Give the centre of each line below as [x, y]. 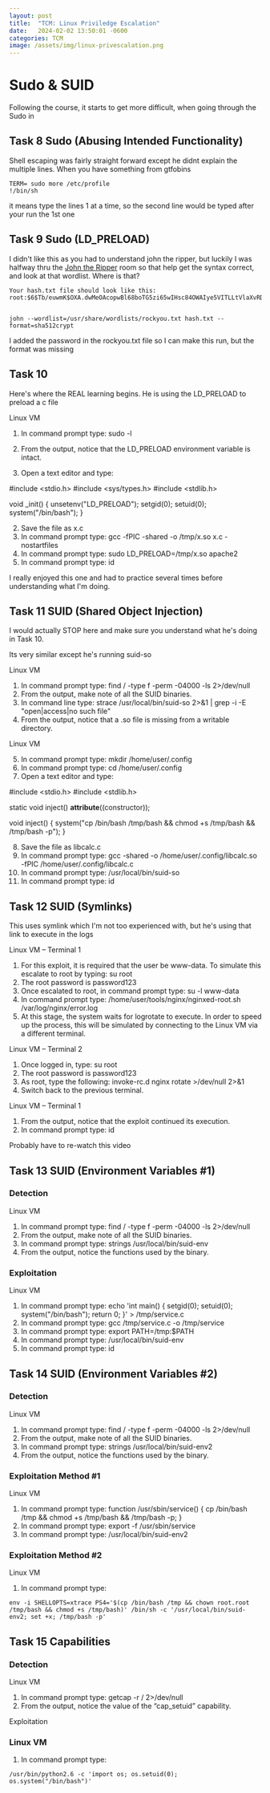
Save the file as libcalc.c [61, 847]
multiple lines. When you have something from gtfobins [100, 168]
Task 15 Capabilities [60, 1641]
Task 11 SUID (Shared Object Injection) [106, 611]
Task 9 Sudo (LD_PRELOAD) [80, 239]
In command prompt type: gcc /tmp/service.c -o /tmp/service [123, 1323]
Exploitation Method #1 [55, 1475]
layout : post [31, 16]
